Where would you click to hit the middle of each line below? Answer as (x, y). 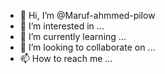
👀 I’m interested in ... (62, 26)
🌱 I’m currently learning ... (73, 36)
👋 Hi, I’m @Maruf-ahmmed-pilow (87, 15)
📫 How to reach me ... (66, 58)
